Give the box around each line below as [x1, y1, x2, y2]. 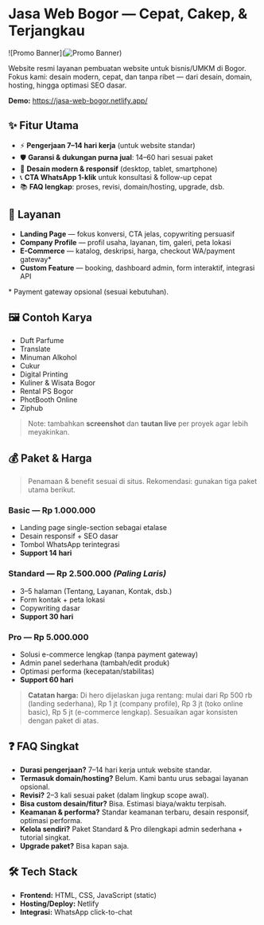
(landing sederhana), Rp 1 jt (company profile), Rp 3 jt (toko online [27, 699, 244, 708]
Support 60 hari [19, 675, 74, 685]
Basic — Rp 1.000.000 [8, 505, 96, 516]
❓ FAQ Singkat [8, 740, 80, 753]
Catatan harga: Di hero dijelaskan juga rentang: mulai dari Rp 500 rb [27, 690, 253, 701]
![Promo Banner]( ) [8, 48, 122, 57]
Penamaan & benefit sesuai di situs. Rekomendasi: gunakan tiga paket [27, 477, 258, 486]
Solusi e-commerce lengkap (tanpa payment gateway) [19, 650, 199, 659]
